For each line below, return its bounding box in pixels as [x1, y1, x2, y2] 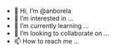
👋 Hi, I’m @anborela [13, 7, 72, 15]
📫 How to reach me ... [13, 37, 79, 45]
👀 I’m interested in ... [13, 14, 74, 22]
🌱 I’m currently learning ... [13, 22, 89, 30]
